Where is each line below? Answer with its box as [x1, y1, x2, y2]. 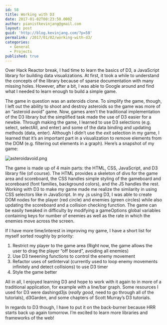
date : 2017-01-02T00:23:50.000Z [5, 16, 72, 21]
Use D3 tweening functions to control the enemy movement [12, 253, 136, 259]
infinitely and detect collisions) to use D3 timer [12, 264, 108, 270]
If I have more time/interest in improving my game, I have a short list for [5, 228, 152, 234]
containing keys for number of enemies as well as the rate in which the [5, 213, 151, 219]
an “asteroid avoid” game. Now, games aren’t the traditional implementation [5, 109, 161, 115]
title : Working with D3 [5, 12, 55, 17]
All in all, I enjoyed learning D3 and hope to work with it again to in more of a [5, 279, 162, 285]
